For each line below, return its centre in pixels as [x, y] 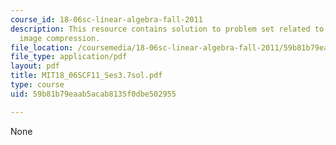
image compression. [60, 38]
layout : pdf [35, 66]
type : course [37, 85]
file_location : [42, 47]
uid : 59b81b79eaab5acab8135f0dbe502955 [93, 94]
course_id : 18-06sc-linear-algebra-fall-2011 [106, 19]
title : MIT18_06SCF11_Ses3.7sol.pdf [86, 76]
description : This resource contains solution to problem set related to [167, 29]
